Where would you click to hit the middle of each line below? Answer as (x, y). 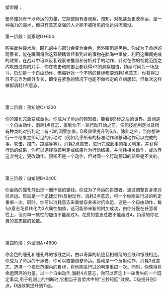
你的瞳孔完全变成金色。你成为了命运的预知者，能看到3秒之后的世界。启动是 (83, 119)
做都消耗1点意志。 (24, 85)
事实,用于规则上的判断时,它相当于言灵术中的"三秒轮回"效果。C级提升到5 (83, 279)
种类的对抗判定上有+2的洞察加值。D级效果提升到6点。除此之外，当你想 (83, 131)
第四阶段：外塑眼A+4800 (31, 243)
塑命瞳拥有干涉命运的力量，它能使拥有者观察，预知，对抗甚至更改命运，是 (81, 19)
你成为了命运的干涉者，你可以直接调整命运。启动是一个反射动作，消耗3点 (81, 261)
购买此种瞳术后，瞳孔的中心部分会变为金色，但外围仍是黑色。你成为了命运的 (83, 48)
